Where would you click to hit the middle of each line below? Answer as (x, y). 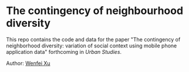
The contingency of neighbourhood (95, 11)
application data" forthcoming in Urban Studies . (64, 52)
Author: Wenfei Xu (28, 63)
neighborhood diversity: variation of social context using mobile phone (92, 46)
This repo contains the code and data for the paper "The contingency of (93, 39)
